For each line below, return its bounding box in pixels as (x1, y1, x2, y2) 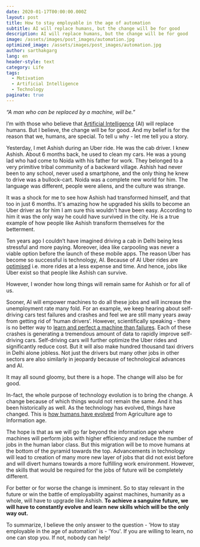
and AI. (6, 362, 24, 369)
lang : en (6, 53, 28, 59)
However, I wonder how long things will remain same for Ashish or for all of (6, 280, 191, 287)
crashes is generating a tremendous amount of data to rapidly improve (6, 330, 180, 337)
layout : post (6, 14, 39, 20)
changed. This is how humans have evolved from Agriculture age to (6, 410, 173, 417)
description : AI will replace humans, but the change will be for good (6, 31, 188, 37)
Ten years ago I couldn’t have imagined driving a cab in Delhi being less (6, 237, 183, 244)
